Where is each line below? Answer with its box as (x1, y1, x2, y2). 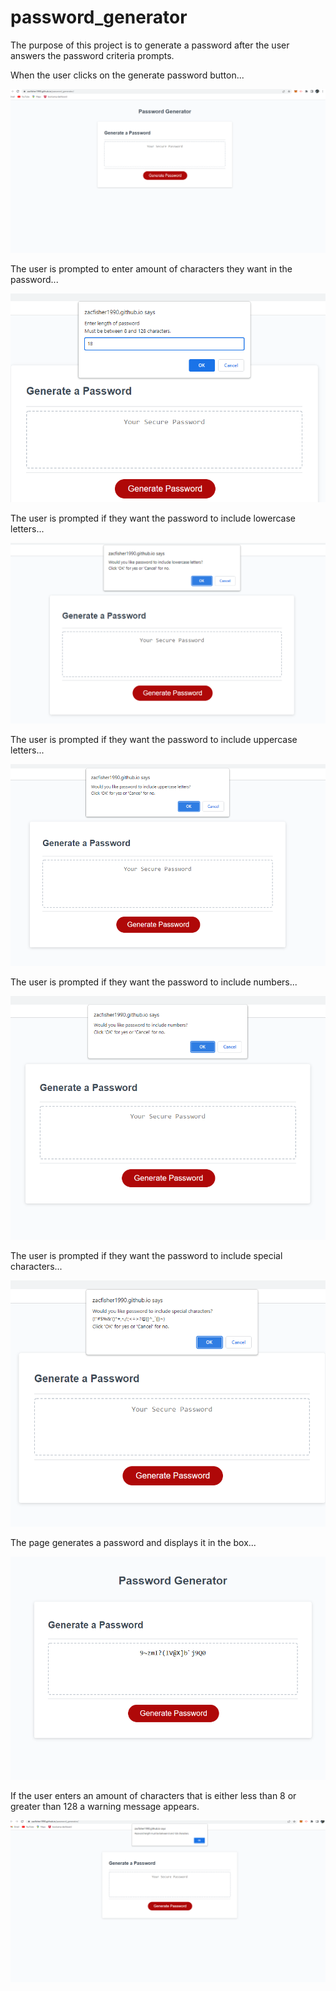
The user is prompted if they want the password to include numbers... (10, 976, 298, 988)
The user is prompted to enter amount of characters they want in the (10, 263, 293, 275)
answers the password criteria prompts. (10, 49, 175, 61)
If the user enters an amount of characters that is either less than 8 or (10, 1789, 297, 1801)
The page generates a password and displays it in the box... (10, 1537, 257, 1549)
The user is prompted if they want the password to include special (10, 1249, 283, 1261)
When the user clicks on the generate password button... (10, 69, 245, 81)
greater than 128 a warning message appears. (10, 1800, 200, 1812)
